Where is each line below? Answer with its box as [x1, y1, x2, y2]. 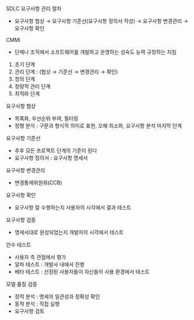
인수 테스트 [6, 241, 31, 248]
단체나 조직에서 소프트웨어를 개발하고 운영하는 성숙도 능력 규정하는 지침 [14, 48, 177, 55]
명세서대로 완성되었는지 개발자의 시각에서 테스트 [14, 229, 124, 235]
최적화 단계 [14, 90, 40, 97]
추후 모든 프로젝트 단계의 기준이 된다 [14, 147, 97, 154]
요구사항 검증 [6, 217, 36, 223]
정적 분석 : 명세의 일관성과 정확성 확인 [14, 293, 100, 300]
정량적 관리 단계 [14, 83, 51, 89]
